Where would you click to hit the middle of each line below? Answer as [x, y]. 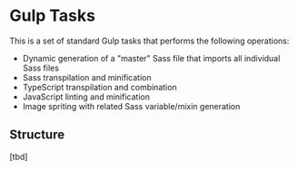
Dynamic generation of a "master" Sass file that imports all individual [151, 58]
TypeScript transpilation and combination [99, 87]
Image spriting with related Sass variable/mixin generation [131, 106]
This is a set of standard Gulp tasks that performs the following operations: [149, 41]
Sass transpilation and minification [87, 77]
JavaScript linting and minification [86, 97]
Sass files [40, 68]
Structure [37, 135]
